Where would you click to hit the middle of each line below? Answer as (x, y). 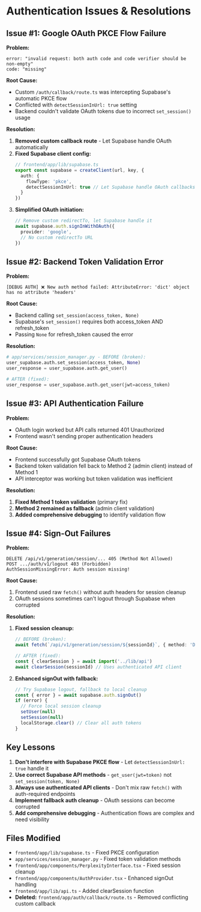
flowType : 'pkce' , (49, 182)
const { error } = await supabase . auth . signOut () (78, 695)
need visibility (32, 819)
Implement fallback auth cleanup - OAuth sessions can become (95, 800)
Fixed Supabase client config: (53, 154)
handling (26, 884)
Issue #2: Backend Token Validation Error (85, 262)
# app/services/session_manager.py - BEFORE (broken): (76, 357)
